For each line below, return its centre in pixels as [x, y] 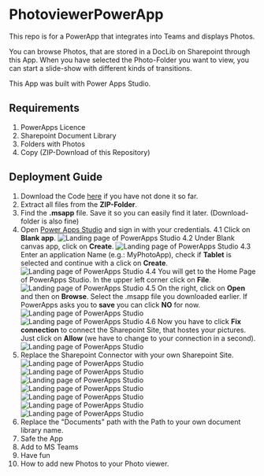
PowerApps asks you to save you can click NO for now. [110, 304]
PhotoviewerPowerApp [86, 15]
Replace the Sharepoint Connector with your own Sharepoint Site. [127, 355]
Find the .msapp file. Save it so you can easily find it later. [114, 212]
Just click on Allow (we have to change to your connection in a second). [138, 338]
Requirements [44, 108]
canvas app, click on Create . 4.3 [136, 246]
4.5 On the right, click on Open [195, 288]
